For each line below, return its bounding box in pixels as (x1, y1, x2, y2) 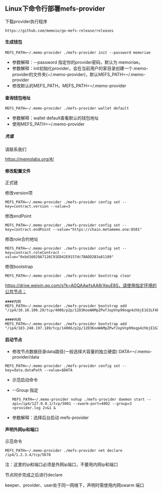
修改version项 (5, 190, 33, 196)
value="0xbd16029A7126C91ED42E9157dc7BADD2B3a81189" (5, 255, 114, 260)
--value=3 (50, 204, 70, 209)
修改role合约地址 (5, 236, 38, 242)
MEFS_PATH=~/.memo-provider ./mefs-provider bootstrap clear (5, 273, 131, 279)
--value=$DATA (44, 367, 73, 373)
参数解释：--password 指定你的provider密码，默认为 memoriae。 (12, 59, 143, 65)
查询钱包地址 (5, 95, 31, 101)
